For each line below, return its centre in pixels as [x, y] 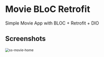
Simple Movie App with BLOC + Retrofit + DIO [52, 23]
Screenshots [25, 39]
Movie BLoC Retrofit [48, 9]
